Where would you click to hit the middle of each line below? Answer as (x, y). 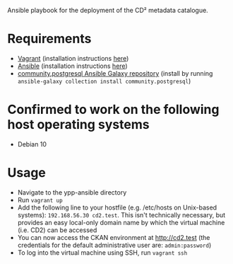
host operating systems (78, 125)
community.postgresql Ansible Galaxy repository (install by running (115, 73)
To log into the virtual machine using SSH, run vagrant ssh (102, 252)
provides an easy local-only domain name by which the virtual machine (121, 222)
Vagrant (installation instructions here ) (73, 58)
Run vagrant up (40, 200)
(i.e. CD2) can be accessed (57, 230)
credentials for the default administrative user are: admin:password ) (114, 245)
